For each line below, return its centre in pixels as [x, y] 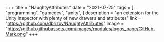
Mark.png [16, 34]
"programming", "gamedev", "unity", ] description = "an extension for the [82, 13]
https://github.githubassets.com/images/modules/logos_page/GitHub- [81, 29]
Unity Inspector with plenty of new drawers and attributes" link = [74, 18]
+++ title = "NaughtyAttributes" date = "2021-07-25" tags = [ [69, 7]
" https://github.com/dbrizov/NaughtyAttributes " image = [65, 23]
